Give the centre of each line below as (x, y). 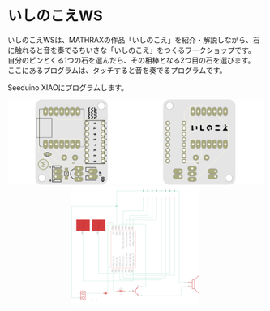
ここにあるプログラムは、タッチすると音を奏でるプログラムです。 (117, 70)
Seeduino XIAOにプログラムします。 (68, 87)
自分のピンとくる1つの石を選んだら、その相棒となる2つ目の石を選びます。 (131, 60)
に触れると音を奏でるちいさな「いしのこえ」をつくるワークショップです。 (132, 50)
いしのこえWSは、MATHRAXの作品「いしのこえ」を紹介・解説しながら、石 (134, 40)
